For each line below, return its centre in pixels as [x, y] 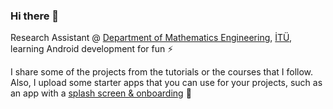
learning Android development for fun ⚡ [92, 49]
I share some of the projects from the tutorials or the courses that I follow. [162, 72]
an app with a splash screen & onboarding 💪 [101, 93]
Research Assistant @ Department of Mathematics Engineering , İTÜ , [151, 38]
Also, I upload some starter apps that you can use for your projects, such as [166, 83]
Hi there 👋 [35, 16]
